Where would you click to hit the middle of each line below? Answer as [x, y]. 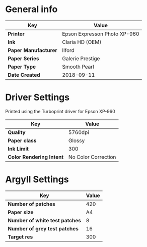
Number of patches [31, 204]
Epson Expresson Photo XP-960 [101, 34]
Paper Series [23, 58]
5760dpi [79, 132]
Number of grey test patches [43, 228]
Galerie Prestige [81, 58]
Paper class [22, 140]
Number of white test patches [45, 220]
